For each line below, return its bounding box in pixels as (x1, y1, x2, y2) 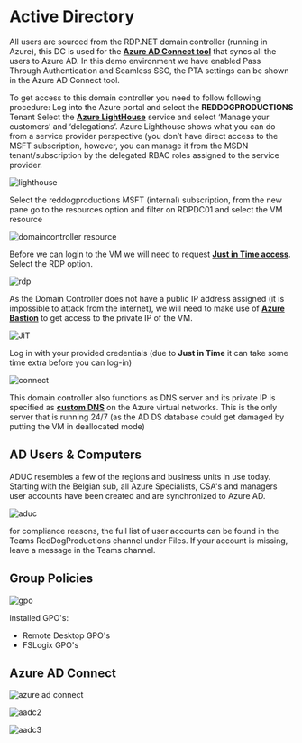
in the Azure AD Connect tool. (9, 74, 120, 85)
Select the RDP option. (9, 258, 93, 268)
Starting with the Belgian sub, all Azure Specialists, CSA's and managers (9, 481, 278, 492)
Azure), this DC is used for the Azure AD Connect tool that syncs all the (9, 45, 277, 56)
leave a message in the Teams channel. (9, 544, 156, 555)
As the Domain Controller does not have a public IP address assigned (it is (9, 293, 285, 304)
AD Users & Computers (9, 447, 142, 463)
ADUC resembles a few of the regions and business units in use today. (9, 471, 271, 482)
